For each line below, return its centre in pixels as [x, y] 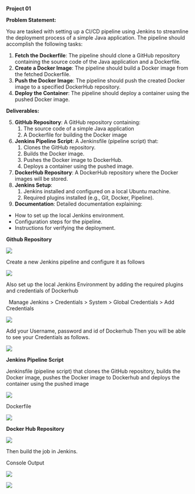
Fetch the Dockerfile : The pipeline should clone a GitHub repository [97, 55]
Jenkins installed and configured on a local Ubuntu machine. [97, 191]
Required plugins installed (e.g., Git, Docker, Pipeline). [89, 198]
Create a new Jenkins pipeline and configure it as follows [76, 262]
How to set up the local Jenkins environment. [70, 215]
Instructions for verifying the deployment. [65, 228]
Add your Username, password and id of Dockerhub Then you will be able [96, 331]
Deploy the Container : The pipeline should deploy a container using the [102, 93]
